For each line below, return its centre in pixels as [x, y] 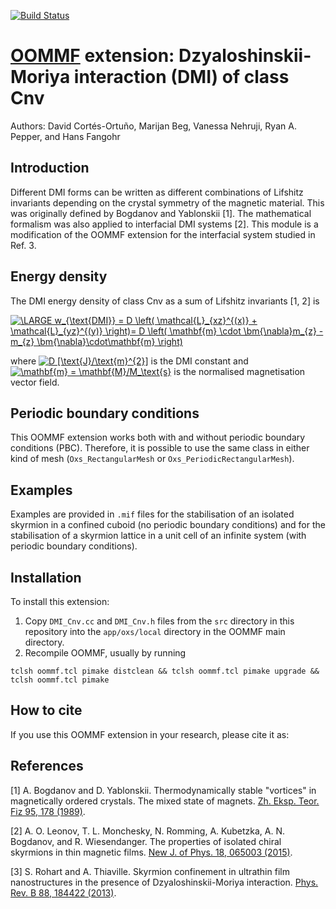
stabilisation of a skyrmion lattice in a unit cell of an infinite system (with [158, 536]
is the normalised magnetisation [239, 371]
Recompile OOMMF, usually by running [105, 653]
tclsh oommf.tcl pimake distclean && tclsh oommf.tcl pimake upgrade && [165, 671]
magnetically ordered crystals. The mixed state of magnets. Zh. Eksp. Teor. [165, 801]
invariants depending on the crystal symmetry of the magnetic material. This [167, 202]
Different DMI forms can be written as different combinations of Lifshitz [157, 192]
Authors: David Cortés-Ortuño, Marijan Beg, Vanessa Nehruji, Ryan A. [153, 126]
